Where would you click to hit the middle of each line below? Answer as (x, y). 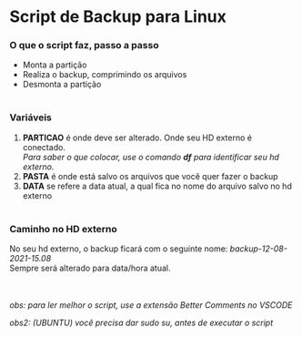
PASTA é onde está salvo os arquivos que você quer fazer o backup (151, 176)
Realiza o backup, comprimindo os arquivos (105, 75)
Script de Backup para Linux (118, 17)
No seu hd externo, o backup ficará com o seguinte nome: (119, 249)
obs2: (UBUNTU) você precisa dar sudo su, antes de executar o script (141, 323)
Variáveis (30, 117)
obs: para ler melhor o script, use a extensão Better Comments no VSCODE (151, 305)
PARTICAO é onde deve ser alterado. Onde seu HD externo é (137, 138)
